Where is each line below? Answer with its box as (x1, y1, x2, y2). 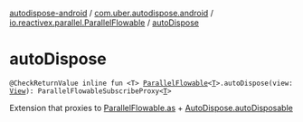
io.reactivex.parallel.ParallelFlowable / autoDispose (9, 17, 199, 28)
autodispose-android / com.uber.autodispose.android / (9, 8, 214, 18)
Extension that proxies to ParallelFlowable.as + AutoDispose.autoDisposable (9, 102, 294, 113)
